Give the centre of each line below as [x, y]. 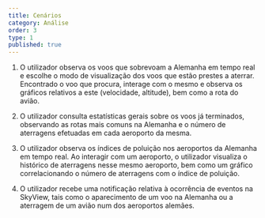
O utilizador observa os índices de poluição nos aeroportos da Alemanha [138, 148]
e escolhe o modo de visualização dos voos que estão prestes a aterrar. [137, 76]
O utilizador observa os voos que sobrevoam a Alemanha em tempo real [137, 67]
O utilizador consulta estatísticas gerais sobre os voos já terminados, [132, 116]
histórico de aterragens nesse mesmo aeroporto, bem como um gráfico [136, 165]
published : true [35, 45]
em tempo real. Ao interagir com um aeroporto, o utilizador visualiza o [133, 157]
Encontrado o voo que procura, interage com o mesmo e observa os [131, 85]
